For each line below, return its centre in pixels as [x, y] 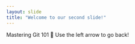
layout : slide [24, 12]
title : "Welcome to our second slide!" [56, 17]
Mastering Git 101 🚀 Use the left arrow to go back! [68, 34]
